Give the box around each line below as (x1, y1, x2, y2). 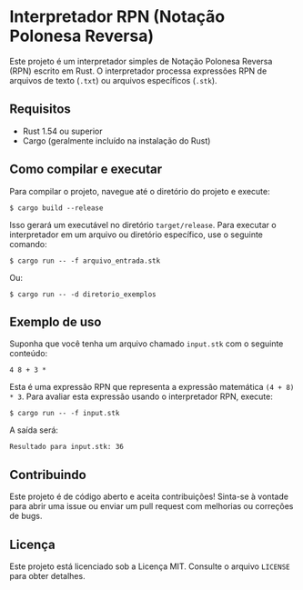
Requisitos (9, 102, 71, 117)
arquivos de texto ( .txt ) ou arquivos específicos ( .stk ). (9, 75, 217, 85)
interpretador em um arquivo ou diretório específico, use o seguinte (9, 229, 264, 240)
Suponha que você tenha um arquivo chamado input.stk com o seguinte (9, 338, 284, 349)
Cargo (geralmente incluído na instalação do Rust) (22, 135, 211, 146)
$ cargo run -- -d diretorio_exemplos (9, 289, 157, 299)
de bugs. (9, 511, 43, 522)
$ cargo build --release (9, 203, 104, 213)
